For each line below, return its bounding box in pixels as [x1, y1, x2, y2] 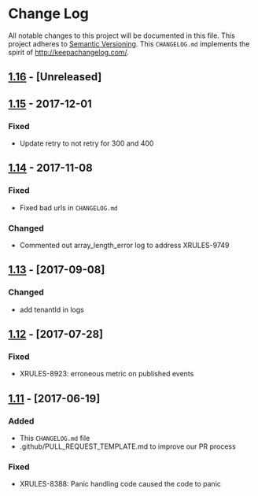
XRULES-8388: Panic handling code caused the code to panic [19, 479, 222, 489]
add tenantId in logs [19, 305, 84, 314]
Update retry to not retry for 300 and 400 [19, 139, 154, 148]
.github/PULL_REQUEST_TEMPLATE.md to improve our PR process [19, 442, 236, 451]
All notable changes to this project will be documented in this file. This [8, 31, 236, 40]
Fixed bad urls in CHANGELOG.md [19, 202, 118, 213]
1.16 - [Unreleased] [8, 70, 102, 83]
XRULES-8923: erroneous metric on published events [19, 369, 194, 379]
